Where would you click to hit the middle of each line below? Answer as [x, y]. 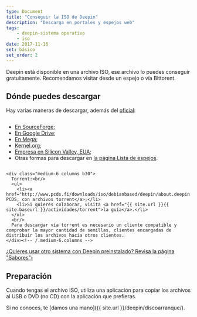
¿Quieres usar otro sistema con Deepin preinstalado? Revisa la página [90, 251]
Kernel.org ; [28, 146]
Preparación [29, 276]
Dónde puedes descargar [53, 96]
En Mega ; [26, 139]
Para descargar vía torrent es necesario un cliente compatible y [94, 225]
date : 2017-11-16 [27, 45]
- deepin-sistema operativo [51, 33]
